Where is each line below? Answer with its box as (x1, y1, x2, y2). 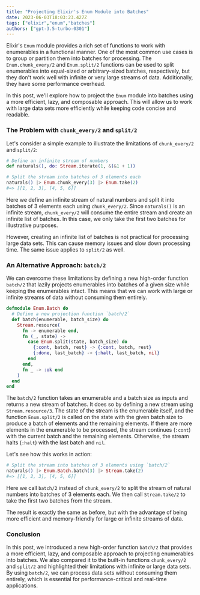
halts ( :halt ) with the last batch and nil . (6, 439, 106, 446)
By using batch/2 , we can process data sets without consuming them (6, 569, 177, 576)
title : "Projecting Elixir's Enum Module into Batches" (6, 8, 149, 15)
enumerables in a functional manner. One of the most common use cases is (6, 49, 193, 56)
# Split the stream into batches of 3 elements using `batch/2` (6, 462, 171, 468)
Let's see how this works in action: (6, 451, 92, 458)
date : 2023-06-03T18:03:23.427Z (6, 14, 87, 20)
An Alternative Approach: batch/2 (6, 261, 106, 269)
